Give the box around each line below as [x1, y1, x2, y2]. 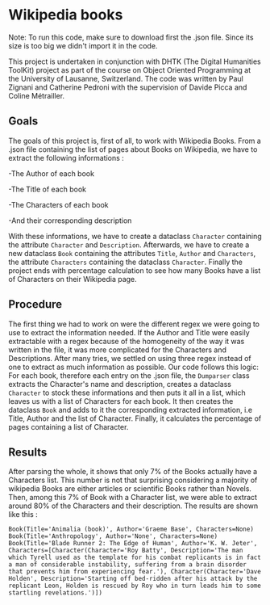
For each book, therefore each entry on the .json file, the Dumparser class [8, 370, 250, 380]
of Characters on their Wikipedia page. [8, 274, 137, 284]
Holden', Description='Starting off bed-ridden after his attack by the [8, 575, 258, 583]
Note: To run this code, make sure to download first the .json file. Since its [8, 32, 254, 42]
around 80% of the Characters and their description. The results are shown [8, 501, 259, 510]
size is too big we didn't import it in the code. [8, 40, 158, 50]
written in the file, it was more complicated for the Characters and [8, 345, 227, 355]
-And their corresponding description [8, 216, 132, 225]
